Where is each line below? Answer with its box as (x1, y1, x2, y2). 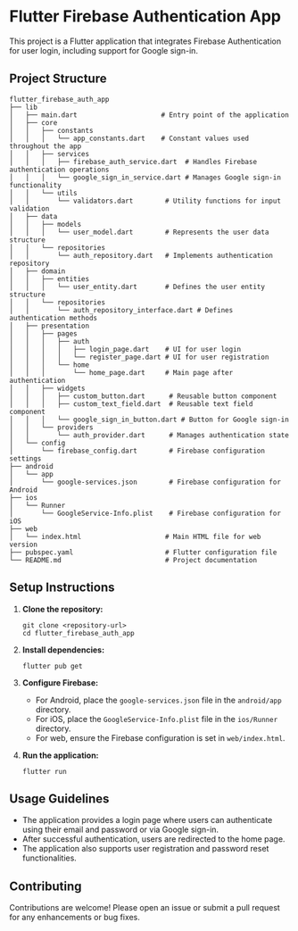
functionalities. (21, 852, 78, 863)
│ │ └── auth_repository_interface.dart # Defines (9, 305, 234, 314)
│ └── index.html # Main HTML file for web (9, 532, 261, 541)
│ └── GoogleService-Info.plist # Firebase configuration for (9, 509, 281, 518)
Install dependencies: (21, 644, 105, 655)
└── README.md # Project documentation (9, 555, 257, 564)
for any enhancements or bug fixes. (9, 912, 141, 923)
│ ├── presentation (9, 321, 90, 330)
